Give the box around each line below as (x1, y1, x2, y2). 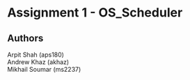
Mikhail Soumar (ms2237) (7, 66, 81, 73)
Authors (7, 32, 44, 44)
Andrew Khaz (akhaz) (7, 58, 70, 66)
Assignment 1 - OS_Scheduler (7, 5, 183, 21)
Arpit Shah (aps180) (7, 50, 65, 59)
